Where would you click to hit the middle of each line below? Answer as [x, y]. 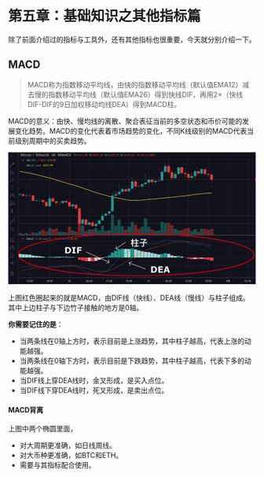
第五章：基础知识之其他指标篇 [105, 16]
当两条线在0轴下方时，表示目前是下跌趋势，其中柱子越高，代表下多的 [132, 361]
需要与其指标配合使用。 [57, 465]
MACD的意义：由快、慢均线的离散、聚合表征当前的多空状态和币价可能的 [125, 121]
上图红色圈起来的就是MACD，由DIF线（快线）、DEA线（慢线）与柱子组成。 [129, 298]
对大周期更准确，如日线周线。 [68, 446]
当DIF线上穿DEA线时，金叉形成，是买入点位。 [94, 380]
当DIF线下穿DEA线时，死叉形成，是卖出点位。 [94, 390]
